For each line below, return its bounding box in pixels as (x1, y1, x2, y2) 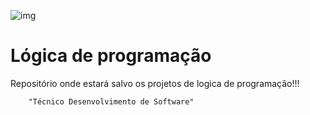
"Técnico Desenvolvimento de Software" (28, 96, 195, 107)
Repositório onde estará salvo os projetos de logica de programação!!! (10, 77, 300, 89)
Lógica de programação (10, 45, 212, 67)
